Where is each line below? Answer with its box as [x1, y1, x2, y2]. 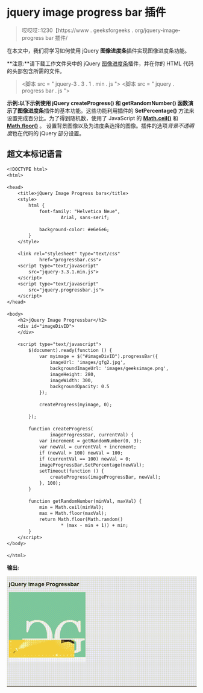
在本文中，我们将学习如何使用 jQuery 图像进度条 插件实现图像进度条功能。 [7, 46, 190, 54]
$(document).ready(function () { [28, 347, 113, 353]
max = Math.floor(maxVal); [39, 510, 107, 516]
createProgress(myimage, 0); [39, 401, 113, 407]
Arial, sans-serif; [60, 214, 110, 220]
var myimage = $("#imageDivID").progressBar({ [39, 353, 158, 359]
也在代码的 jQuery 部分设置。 [12, 129, 85, 136]
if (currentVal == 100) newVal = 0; [39, 456, 131, 462]
